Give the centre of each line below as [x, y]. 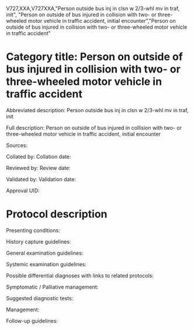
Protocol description [57, 214]
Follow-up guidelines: [32, 321]
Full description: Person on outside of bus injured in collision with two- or [94, 127]
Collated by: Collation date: [39, 157]
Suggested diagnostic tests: [40, 298]
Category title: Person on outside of [94, 57]
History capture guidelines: [39, 241]
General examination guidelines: [45, 253]
